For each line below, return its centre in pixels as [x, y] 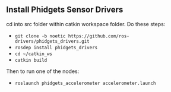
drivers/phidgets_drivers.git [52, 41]
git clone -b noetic [40, 36]
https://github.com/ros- [99, 36]
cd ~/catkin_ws [34, 54]
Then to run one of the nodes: [43, 71]
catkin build [31, 60]
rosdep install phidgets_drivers [56, 47]
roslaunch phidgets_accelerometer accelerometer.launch [85, 83]
